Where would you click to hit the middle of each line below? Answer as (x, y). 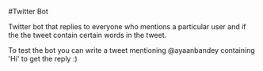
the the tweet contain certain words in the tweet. (88, 35)
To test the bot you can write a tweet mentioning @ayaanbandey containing (131, 50)
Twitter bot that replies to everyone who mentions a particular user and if (127, 26)
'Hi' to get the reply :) (43, 59)
